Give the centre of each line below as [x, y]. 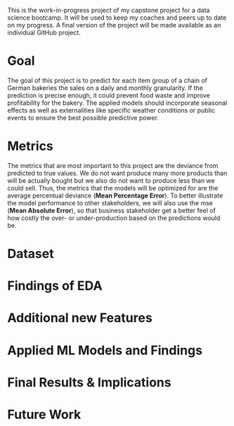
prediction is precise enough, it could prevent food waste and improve [109, 95]
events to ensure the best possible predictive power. [83, 117]
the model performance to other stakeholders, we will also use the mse [110, 202]
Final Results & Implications [89, 382]
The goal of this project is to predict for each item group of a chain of [108, 80]
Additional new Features [80, 318]
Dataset [31, 254]
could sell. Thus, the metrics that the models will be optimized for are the [113, 188]
